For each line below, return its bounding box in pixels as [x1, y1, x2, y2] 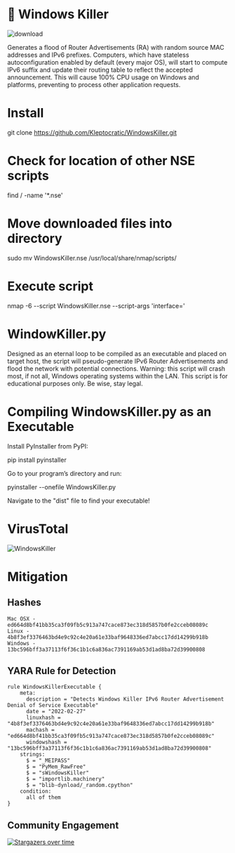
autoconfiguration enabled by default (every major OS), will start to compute [7, 58, 228, 66]
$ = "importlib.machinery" [25, 776, 105, 783]
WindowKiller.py [7, 326, 107, 342]
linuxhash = [25, 714, 61, 722]
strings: [20, 751, 46, 758]
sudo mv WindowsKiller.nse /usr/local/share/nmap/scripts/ [7, 253, 177, 262]
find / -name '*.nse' [7, 191, 63, 199]
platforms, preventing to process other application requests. [7, 80, 181, 88]
